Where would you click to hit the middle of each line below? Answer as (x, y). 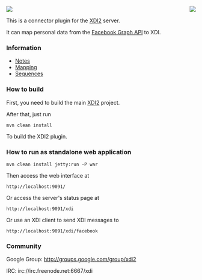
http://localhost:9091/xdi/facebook (52, 231)
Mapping (26, 67)
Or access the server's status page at (53, 198)
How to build (25, 89)
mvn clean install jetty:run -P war (52, 164)
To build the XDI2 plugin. (37, 136)
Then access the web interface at (48, 175)
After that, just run (29, 114)
